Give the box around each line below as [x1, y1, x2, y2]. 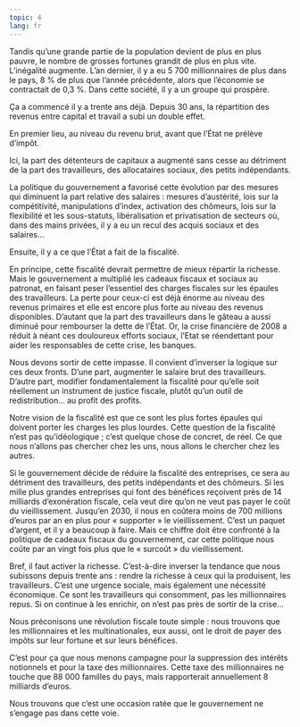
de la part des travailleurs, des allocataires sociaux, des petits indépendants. [9, 164, 291, 175]
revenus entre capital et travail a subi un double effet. [9, 111, 205, 121]
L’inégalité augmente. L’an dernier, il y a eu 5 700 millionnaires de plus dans [9, 64, 287, 76]
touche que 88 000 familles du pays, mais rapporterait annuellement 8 [9, 671, 269, 681]
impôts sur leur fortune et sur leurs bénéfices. [9, 635, 179, 646]
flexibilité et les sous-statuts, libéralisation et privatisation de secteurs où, [9, 210, 279, 221]
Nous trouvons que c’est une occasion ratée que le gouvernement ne [9, 698, 264, 708]
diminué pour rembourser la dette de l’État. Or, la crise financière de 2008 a [9, 321, 287, 331]
